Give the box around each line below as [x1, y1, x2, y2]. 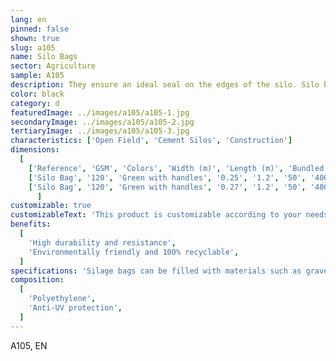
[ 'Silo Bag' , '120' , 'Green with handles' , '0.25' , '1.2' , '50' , [28, 172, 307, 183]
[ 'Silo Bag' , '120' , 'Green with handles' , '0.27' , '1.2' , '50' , [28, 182, 307, 192]
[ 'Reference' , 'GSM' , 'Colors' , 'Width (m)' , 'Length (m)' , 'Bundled [28, 163, 325, 173]
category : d [10, 98, 60, 108]
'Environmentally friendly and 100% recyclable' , [28, 247, 240, 257]
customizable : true [10, 201, 92, 211]
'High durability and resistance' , [28, 237, 177, 248]
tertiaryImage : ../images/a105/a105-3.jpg [10, 126, 190, 136]
